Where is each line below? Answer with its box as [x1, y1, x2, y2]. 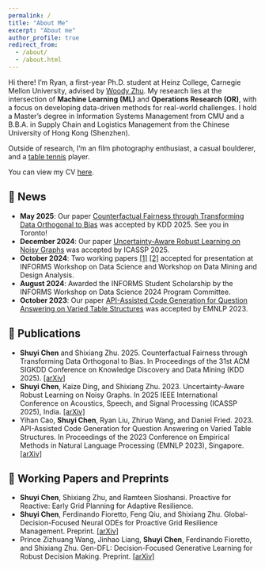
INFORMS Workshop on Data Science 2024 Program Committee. [19, 287, 231, 296]
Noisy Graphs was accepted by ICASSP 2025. [19, 245, 170, 254]
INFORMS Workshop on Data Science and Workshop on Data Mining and [19, 262, 257, 271]
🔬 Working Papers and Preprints [8, 472, 169, 485]
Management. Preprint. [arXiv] [19, 526, 119, 536]
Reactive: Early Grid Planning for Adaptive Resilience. [19, 501, 194, 511]
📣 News [8, 190, 47, 204]
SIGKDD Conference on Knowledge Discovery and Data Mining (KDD [19, 365, 244, 374]
